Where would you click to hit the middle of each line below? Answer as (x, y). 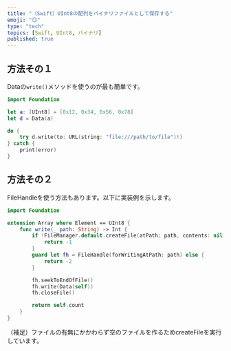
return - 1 (58, 242)
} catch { (21, 144)
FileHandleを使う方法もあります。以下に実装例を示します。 (91, 198)
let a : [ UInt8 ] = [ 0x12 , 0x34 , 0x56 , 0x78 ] (70, 112)
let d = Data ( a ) (30, 118)
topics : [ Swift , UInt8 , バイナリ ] (54, 33)
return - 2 (58, 261)
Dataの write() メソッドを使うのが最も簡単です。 (76, 86)
